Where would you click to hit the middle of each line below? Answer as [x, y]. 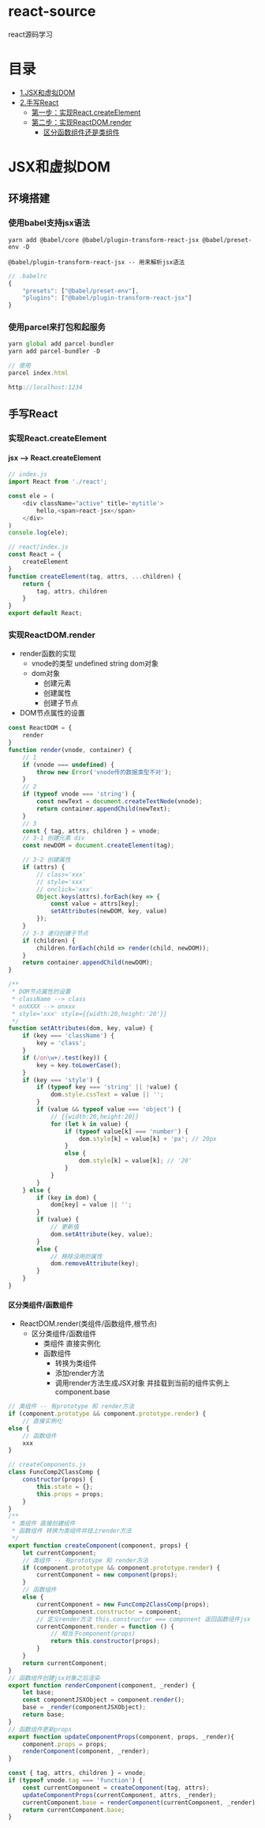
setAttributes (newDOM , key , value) [109, 912]
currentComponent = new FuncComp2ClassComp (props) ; [123, 1604]
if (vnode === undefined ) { [68, 765]
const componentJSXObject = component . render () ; [104, 1700]
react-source [52, 11]
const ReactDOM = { [40, 728]
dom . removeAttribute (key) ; [95, 1263]
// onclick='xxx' [65, 889]
